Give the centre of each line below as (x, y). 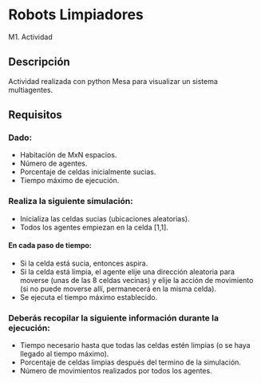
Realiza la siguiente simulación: (71, 201)
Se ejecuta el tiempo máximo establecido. (89, 297)
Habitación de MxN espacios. (68, 155)
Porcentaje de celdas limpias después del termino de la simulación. (130, 362)
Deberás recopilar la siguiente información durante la (114, 317)
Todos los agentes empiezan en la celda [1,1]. (94, 227)
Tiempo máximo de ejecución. (69, 181)
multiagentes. (31, 90)
